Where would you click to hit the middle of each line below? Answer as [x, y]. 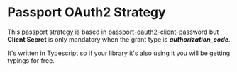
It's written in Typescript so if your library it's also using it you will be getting [119, 53]
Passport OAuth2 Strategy [87, 12]
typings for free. [31, 60]
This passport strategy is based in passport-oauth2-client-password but [113, 32]
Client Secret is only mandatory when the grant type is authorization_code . [119, 39]
